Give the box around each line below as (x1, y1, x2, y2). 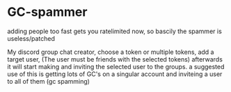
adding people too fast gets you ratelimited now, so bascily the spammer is (7, 27, 223, 35)
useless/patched (7, 34, 56, 42)
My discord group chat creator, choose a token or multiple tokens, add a (7, 48, 214, 56)
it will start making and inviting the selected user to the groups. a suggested (7, 62, 225, 71)
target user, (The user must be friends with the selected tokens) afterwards (7, 55, 223, 63)
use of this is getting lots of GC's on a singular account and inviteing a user (7, 70, 223, 78)
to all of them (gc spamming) (7, 77, 90, 85)
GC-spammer (7, 4, 88, 20)
